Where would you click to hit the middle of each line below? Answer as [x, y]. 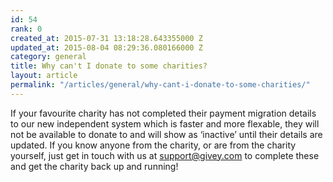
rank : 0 [26, 29]
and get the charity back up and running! [94, 166]
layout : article [44, 76]
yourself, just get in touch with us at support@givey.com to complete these [165, 155]
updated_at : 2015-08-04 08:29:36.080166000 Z [106, 47]
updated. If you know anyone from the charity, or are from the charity [153, 145]
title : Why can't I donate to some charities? [109, 66]
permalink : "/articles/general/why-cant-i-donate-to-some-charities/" [160, 85]
